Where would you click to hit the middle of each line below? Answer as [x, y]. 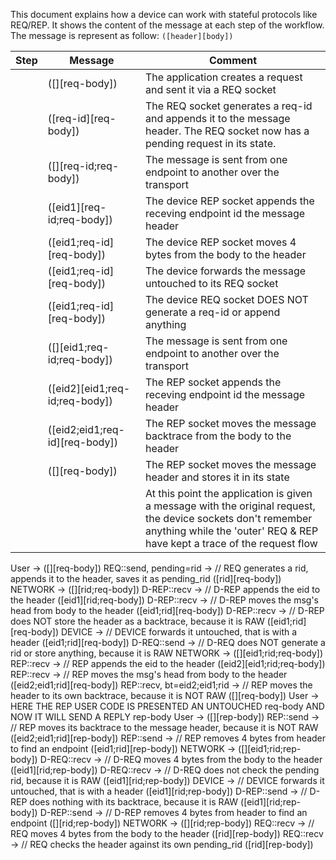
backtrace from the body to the [218, 436]
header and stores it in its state [217, 477]
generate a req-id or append [213, 312]
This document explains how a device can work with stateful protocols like [164, 14]
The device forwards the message [226, 271]
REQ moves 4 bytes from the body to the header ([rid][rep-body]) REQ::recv [167, 833]
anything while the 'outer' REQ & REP [232, 531]
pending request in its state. [211, 143]
